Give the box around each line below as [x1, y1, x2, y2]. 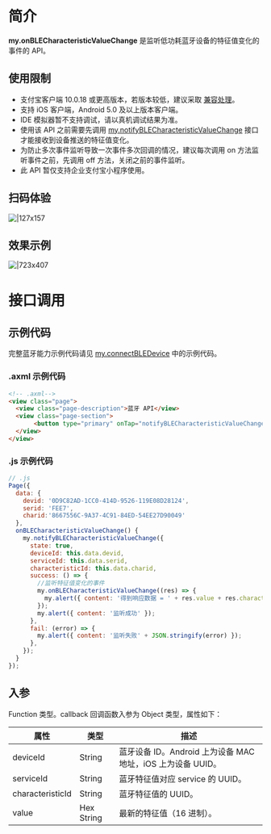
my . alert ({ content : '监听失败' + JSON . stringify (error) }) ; [37, 631, 242, 640]
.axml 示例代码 [8, 371, 66, 382]
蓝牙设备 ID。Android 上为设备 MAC [119, 746, 256, 757]
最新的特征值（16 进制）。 [119, 807, 217, 819]
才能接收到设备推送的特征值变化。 [19, 135, 134, 145]
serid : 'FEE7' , [23, 504, 74, 513]
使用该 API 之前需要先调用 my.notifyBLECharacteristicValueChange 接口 [19, 124, 260, 134]
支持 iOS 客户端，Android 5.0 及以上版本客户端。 [19, 104, 183, 114]
